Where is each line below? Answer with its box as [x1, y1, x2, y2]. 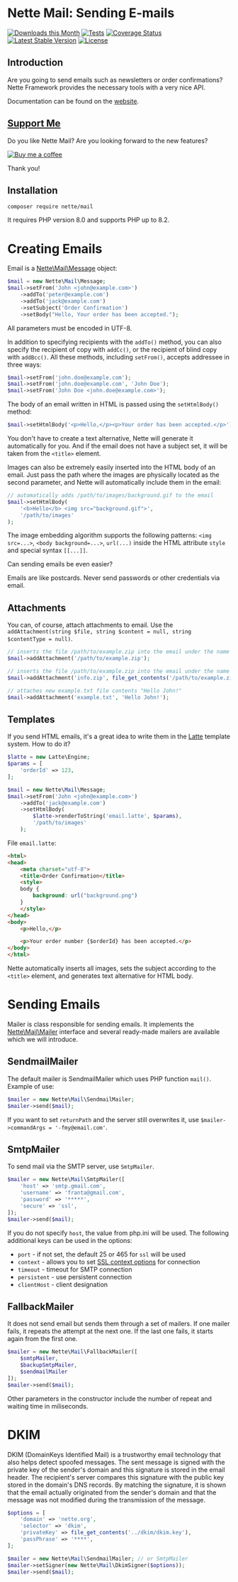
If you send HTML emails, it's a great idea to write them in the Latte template [7, 732, 231, 741]
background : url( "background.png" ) [33, 892, 138, 900]
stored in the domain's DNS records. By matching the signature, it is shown [7, 1480, 227, 1489]
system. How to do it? [7, 740, 71, 748]
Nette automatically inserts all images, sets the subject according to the [7, 964, 216, 973]
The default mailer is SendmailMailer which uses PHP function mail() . [7, 1075, 211, 1083]
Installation [7, 184, 58, 196]
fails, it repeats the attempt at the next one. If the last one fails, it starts [7, 1327, 214, 1335]
